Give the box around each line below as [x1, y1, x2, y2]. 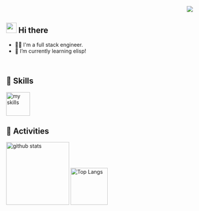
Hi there [18, 25, 49, 35]
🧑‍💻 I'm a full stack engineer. [14, 41, 84, 48]
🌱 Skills [6, 76, 34, 86]
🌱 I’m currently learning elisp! [14, 47, 86, 54]
